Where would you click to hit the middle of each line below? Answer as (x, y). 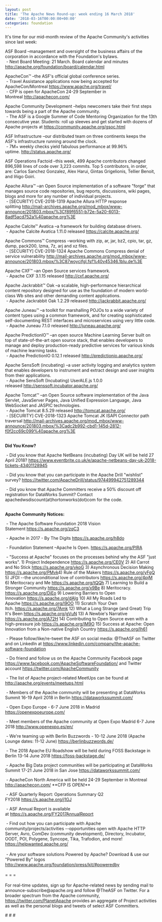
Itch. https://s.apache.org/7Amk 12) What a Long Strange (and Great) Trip (78, 609)
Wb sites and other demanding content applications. (68, 296)
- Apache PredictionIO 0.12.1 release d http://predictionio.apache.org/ (74, 356)
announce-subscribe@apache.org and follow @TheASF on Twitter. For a (77, 890)
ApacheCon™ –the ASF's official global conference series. (62, 76)
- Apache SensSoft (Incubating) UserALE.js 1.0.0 (54, 381)
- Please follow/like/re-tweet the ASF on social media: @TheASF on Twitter (81, 639)
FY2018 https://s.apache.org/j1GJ (38, 800)
